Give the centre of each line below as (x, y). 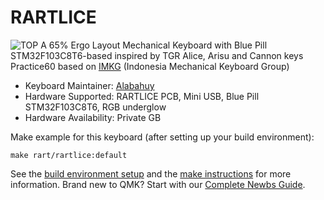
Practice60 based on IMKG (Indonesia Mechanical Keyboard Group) (150, 66)
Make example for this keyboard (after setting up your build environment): (162, 137)
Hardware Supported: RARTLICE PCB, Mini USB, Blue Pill (142, 96)
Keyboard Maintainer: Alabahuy (89, 85)
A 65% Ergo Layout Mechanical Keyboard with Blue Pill (154, 45)
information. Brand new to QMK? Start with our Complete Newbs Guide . (158, 184)
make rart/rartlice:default (69, 155)
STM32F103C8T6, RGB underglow (95, 107)
